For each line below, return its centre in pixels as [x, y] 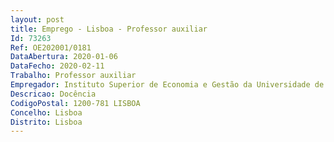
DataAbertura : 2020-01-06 [64, 57]
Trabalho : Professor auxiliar [73, 76]
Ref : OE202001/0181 [51, 47]
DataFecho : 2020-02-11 [57, 66]
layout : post [37, 19]
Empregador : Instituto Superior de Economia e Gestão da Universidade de [167, 85]
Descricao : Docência [53, 94]
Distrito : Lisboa [46, 122]
